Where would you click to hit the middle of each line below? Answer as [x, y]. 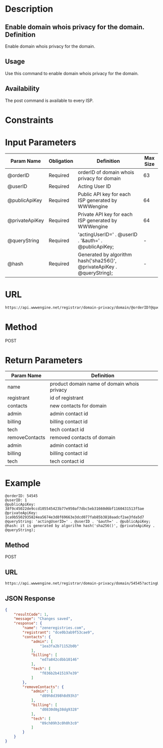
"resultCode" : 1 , [31, 614]
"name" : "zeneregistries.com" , [54, 628]
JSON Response [30, 599]
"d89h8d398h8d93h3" [59, 696]
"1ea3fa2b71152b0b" [59, 646]
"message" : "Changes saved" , [43, 619]
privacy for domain [99, 178]
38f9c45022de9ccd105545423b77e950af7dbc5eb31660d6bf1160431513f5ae [75, 509]
